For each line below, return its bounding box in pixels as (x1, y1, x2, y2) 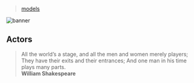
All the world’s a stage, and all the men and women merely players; (21, 50, 189, 58)
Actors (6, 35, 33, 45)
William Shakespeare (21, 70, 76, 77)
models (21, 5, 40, 12)
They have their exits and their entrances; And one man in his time (21, 57, 187, 64)
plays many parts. (21, 63, 66, 70)
